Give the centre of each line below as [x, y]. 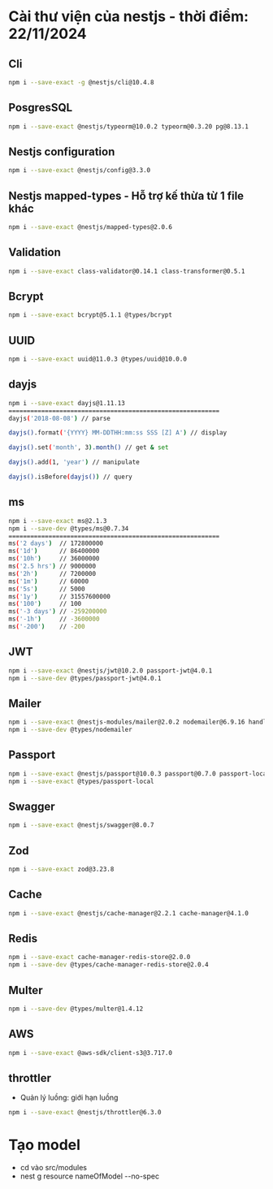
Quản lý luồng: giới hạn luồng [69, 1098]
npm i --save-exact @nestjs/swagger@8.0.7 [81, 825]
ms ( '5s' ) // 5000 [47, 589]
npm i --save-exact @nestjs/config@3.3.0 [80, 171]
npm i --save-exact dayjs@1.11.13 [67, 403]
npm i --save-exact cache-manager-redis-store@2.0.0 [100, 958]
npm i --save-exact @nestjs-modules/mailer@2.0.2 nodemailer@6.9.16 [127, 722]
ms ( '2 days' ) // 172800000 [56, 543]
